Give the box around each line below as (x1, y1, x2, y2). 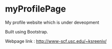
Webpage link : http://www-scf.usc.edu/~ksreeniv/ (5, 38, 107, 44)
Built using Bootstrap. (5, 29, 48, 34)
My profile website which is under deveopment (5, 19, 99, 25)
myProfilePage (5, 3, 66, 15)
